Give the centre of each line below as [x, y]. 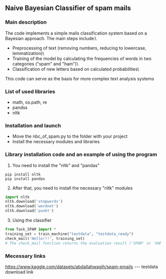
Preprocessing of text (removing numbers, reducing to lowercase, [79, 48]
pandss [20, 107]
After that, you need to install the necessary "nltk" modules [72, 188]
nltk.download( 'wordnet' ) [32, 206]
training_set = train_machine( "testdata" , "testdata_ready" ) [69, 234]
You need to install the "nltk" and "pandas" [56, 165]
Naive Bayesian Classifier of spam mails [68, 8]
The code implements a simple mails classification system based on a [76, 33]
